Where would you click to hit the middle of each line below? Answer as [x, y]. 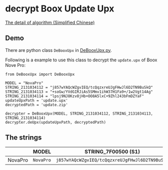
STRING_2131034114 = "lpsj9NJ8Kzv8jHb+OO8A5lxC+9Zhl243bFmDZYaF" [74, 96]
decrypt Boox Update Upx [60, 9]
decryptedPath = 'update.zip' [37, 105]
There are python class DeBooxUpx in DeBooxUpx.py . [58, 50]
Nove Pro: [15, 65]
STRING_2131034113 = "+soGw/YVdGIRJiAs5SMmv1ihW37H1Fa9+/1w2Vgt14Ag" [79, 92]
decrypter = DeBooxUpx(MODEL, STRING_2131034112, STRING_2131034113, [79, 113]
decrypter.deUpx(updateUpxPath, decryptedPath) [56, 122]
